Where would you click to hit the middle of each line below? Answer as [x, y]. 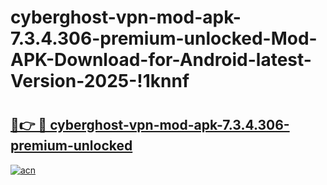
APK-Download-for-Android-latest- [161, 60]
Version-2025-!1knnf [100, 81]
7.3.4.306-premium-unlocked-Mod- [164, 38]
